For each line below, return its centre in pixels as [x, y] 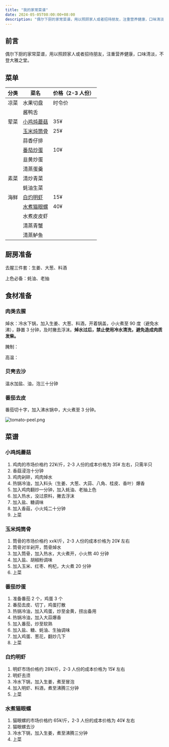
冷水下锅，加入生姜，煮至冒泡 [43, 682]
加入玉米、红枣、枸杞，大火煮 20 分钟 [52, 566]
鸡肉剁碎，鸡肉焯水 [32, 477]
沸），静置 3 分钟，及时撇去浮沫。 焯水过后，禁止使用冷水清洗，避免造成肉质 [84, 329]
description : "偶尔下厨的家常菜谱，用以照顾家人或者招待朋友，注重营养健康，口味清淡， [87, 19]
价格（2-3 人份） [74, 93]
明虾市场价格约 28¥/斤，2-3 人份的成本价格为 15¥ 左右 [69, 669]
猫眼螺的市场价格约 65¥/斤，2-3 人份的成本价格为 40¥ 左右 [74, 720]
